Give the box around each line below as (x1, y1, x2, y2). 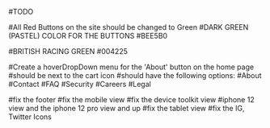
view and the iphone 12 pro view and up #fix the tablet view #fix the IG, (8, 104, 245, 113)
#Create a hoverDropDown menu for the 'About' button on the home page (8, 62, 255, 72)
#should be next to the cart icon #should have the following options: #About (8, 71, 262, 80)
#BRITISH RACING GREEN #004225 (8, 47, 128, 56)
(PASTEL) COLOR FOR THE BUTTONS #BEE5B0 (8, 31, 168, 40)
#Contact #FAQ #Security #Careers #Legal (8, 80, 151, 89)
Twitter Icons (8, 112, 53, 122)
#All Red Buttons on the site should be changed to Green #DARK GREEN (8, 23, 249, 31)
